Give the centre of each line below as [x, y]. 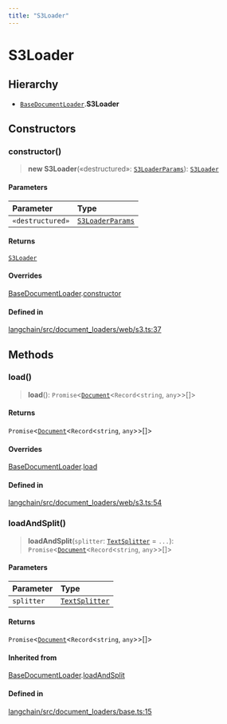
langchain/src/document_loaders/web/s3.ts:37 [85, 330]
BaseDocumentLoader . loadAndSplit [67, 675]
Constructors [42, 129]
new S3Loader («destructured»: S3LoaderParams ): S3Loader [123, 169]
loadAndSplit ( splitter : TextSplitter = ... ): [101, 540]
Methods [31, 355]
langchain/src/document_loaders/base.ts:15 [80, 711]
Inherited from [33, 657]
